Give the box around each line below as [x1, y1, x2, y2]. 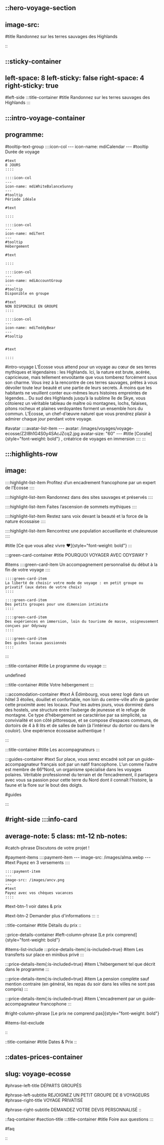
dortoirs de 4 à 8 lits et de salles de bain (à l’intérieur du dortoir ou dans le [5, 722, 155, 728]
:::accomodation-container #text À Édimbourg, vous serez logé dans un [5, 691, 149, 697]
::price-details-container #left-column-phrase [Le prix [5, 932, 114, 938]
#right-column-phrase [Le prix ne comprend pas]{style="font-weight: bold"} [5, 1010, 160, 1016]
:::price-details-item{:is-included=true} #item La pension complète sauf [5, 976, 149, 982]
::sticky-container [5, 57, 62, 66]
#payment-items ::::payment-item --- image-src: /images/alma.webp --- [5, 854, 151, 861]
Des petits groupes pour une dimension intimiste [5, 602, 109, 607]
